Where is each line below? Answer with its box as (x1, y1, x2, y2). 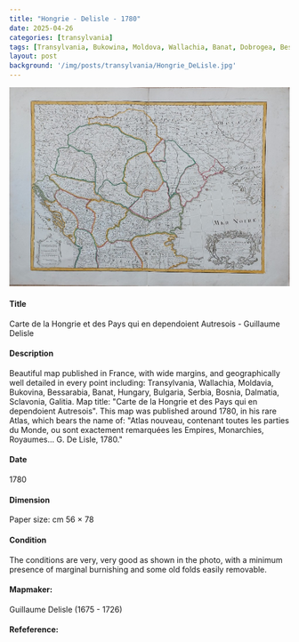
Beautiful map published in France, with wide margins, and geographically (9, 367, 280, 378)
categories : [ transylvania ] (9, 33, 114, 42)
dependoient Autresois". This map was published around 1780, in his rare (9, 405, 278, 416)
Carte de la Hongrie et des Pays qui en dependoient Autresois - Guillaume (9, 318, 280, 329)
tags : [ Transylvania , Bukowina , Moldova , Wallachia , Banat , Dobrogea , (9, 43, 277, 52)
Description (9, 348, 54, 359)
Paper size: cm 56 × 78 (9, 514, 94, 525)
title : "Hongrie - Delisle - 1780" (9, 14, 141, 23)
